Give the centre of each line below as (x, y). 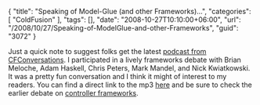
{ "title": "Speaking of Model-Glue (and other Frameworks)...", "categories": (130, 11)
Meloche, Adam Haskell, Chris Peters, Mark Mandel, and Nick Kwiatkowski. (129, 68)
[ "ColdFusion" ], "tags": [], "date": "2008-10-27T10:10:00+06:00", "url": (125, 20)
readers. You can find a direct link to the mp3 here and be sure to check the (130, 85)
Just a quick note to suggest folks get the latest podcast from (107, 51)
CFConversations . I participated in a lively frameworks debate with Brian (125, 60)
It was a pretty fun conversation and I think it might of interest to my (117, 76)
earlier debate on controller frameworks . (73, 93)
